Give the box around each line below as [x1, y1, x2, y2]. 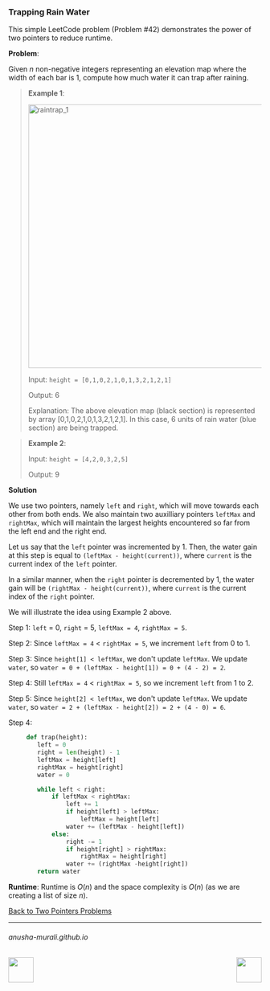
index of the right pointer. [8, 592, 95, 601]
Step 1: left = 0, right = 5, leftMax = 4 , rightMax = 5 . [8, 623, 187, 633]
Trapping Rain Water [8, 6, 90, 18]
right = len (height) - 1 [37, 748, 121, 757]
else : [51, 830, 70, 838]
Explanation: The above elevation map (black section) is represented [27, 406, 256, 416]
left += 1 [65, 801, 99, 809]
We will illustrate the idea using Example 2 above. [8, 608, 172, 617]
